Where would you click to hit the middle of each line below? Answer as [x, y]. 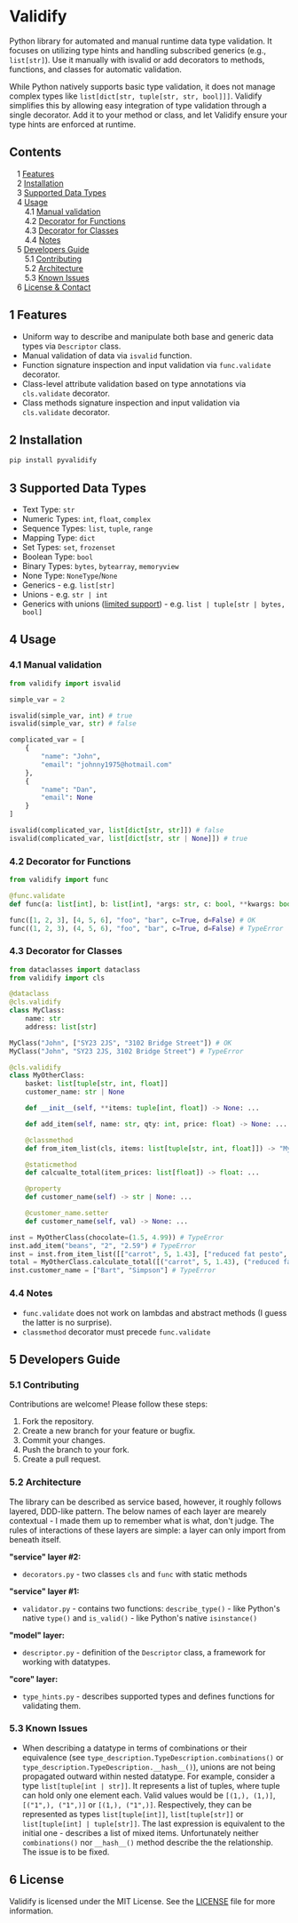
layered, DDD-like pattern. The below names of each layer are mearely [138, 1511]
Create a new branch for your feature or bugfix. [109, 1431]
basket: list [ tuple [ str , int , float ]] [97, 1084]
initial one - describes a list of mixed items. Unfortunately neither [140, 1832]
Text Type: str [48, 509]
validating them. [51, 1705]
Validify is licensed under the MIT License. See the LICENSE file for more [142, 1901]
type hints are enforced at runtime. [73, 124]
